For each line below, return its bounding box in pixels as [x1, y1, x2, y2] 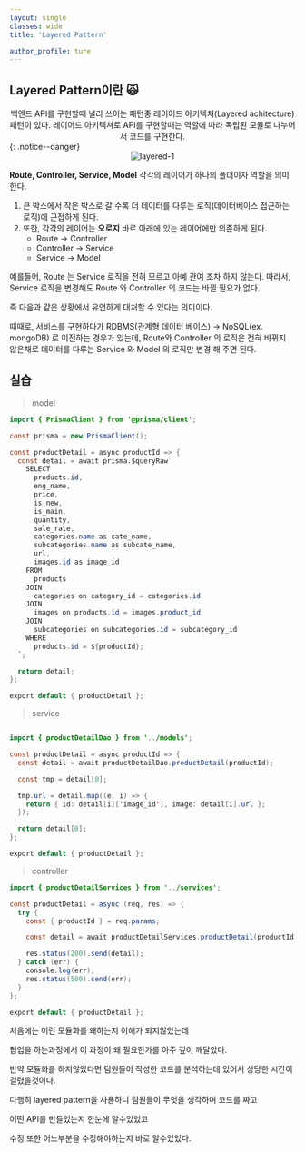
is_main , [33, 507, 67, 516]
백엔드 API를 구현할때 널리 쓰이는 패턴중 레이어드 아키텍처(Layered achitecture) [10, 108, 295, 119]
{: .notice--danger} [9, 142, 81, 153]
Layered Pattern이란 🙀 [9, 83, 139, 98]
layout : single [9, 13, 67, 23]
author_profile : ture [9, 46, 92, 55]
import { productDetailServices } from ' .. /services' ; [9, 882, 221, 892]
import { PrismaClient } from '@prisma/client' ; [9, 415, 197, 424]
